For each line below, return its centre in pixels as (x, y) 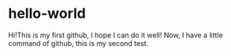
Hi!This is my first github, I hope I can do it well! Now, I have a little (115, 35)
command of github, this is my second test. (78, 43)
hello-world (47, 14)
